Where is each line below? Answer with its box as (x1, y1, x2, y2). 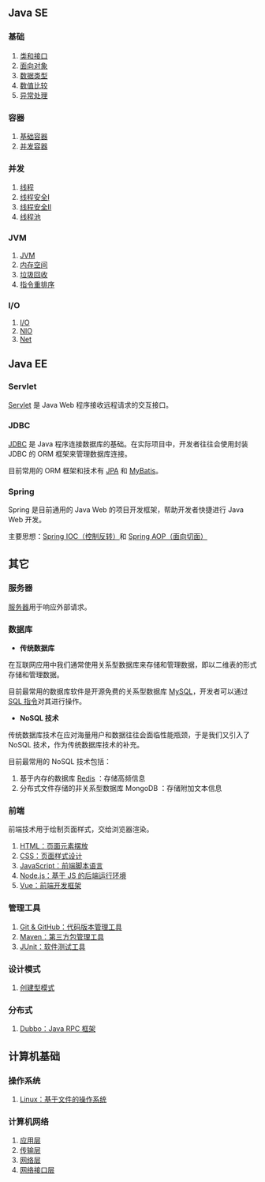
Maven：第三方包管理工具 (19, 932, 105, 941)
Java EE (8, 357, 48, 371)
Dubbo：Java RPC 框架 (19, 1024, 96, 1033)
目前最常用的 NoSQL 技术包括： (8, 757, 112, 766)
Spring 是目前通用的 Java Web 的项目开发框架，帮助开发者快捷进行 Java (8, 505, 244, 514)
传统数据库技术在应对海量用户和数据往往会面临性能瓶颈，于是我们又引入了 (8, 730, 250, 740)
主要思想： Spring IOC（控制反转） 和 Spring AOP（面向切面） (8, 532, 207, 541)
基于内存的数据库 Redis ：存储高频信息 (19, 774, 146, 783)
